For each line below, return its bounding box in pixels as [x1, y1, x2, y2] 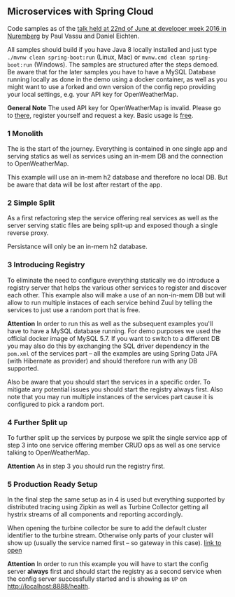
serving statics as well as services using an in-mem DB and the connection [7, 152, 224, 161]
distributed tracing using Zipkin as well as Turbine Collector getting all [7, 503, 208, 511]
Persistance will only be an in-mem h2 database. [7, 242, 148, 251]
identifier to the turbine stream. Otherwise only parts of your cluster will [7, 531, 213, 539]
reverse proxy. [7, 229, 49, 237]
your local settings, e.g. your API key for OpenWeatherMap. [7, 90, 178, 98]
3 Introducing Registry [7, 260, 85, 269]
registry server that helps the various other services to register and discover [7, 283, 227, 292]
